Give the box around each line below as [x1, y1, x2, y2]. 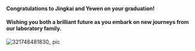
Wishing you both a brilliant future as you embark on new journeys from [6, 19, 189, 26]
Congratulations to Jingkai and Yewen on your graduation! [6, 5, 155, 12]
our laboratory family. [6, 25, 62, 32]
